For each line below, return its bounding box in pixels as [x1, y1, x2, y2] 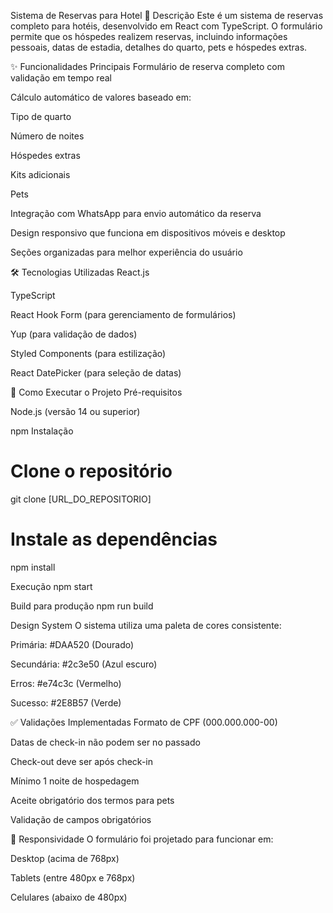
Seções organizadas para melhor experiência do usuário [10, 246, 243, 258]
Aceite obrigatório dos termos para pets [10, 794, 175, 806]
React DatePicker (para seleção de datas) [10, 367, 182, 379]
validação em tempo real [10, 72, 112, 84]
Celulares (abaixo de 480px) [10, 891, 128, 903]
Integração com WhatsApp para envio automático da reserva [10, 208, 262, 219]
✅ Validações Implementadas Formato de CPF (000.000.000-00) [10, 716, 278, 728]
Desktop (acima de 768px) [10, 852, 120, 864]
